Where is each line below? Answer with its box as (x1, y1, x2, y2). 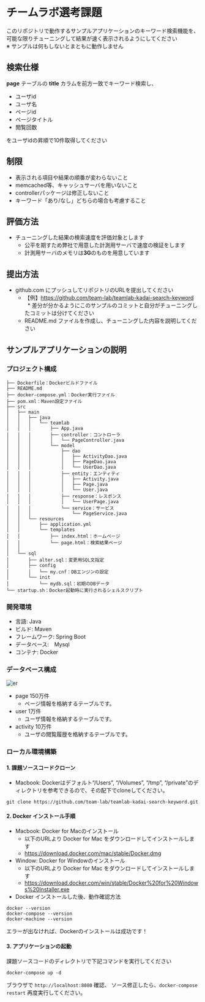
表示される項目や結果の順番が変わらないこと (15, 173, 129, 181)
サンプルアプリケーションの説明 (6, 345, 127, 355)
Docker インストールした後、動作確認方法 (15, 893, 121, 900)
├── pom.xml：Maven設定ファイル (6, 398, 83, 404)
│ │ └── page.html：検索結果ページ (6, 539, 122, 546)
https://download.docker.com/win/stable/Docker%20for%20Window (24, 879, 199, 887)
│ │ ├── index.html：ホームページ (6, 533, 121, 539)
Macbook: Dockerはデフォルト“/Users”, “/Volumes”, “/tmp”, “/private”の (15, 778, 194, 786)
